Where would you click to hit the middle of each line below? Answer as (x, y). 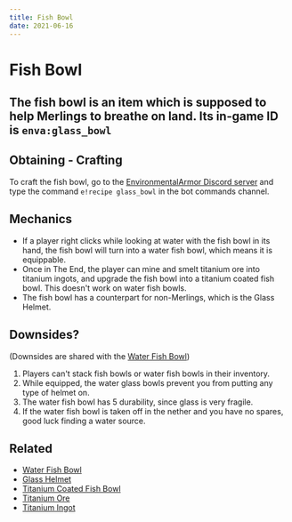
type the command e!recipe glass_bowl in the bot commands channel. (139, 191)
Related (31, 449)
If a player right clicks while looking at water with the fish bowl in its (146, 240)
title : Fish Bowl (41, 17)
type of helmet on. (56, 392)
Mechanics (41, 219)
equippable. (44, 260)
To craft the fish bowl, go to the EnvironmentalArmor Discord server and (142, 181)
